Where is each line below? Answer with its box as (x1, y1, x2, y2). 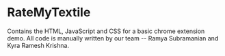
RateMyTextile (7, 5, 91, 20)
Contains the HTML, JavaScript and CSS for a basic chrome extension (7, 27, 205, 35)
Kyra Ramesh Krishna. (7, 41, 70, 49)
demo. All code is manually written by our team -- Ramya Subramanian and (7, 34, 219, 42)
